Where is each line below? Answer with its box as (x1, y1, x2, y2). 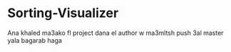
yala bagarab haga (7, 36, 63, 44)
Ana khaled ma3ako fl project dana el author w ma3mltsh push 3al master (7, 28, 224, 37)
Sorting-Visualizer (7, 5, 119, 21)
